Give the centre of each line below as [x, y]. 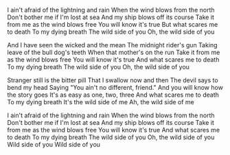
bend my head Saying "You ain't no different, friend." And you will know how [115, 87]
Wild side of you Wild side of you [54, 144]
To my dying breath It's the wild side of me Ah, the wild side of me [101, 102]
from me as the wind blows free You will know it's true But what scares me [113, 24]
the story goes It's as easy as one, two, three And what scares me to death [113, 95]
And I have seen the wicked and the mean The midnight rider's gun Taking [112, 45]
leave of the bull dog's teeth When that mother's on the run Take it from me [114, 52]
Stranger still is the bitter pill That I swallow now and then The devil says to [113, 80]
